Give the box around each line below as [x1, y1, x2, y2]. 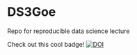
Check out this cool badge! [7, 40, 85, 48]
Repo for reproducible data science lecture [7, 27, 130, 35]
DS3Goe [7, 4, 56, 20]
